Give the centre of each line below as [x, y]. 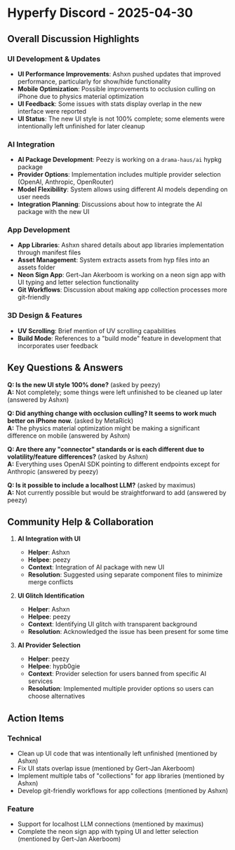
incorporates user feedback [58, 346]
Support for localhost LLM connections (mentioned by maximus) [110, 824]
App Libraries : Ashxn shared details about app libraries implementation [121, 245]
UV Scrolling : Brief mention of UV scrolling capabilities [97, 330]
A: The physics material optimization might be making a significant [103, 428]
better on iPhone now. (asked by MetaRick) [70, 420]
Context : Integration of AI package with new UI [96, 567]
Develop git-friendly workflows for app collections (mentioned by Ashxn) [123, 791]
